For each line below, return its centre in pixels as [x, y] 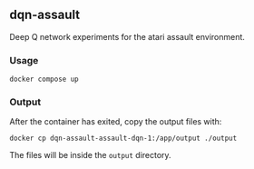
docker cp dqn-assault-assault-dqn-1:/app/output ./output [123, 139]
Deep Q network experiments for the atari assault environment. [127, 36]
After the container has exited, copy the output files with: [116, 122]
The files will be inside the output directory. [90, 155]
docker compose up [44, 80]
